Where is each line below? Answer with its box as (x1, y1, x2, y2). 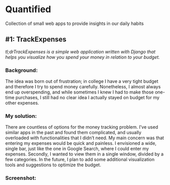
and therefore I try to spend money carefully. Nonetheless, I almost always (5, 84, 161, 90)
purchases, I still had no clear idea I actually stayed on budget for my (15, 95, 160, 101)
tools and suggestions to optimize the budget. (5, 162, 101, 168)
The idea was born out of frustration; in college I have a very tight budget (5, 78, 159, 84)
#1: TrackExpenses (5, 35, 67, 44)
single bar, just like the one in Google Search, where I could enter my (5, 146, 149, 152)
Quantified (5, 4, 52, 15)
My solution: (5, 112, 37, 119)
